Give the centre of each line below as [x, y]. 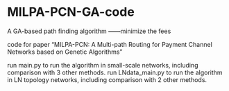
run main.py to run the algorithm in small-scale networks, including [103, 65]
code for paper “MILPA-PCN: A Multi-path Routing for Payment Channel [110, 44]
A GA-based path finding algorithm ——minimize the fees [89, 31]
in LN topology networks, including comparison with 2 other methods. [107, 79]
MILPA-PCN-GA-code [71, 12]
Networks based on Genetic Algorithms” [65, 52]
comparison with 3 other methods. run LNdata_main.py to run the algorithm [115, 72]
